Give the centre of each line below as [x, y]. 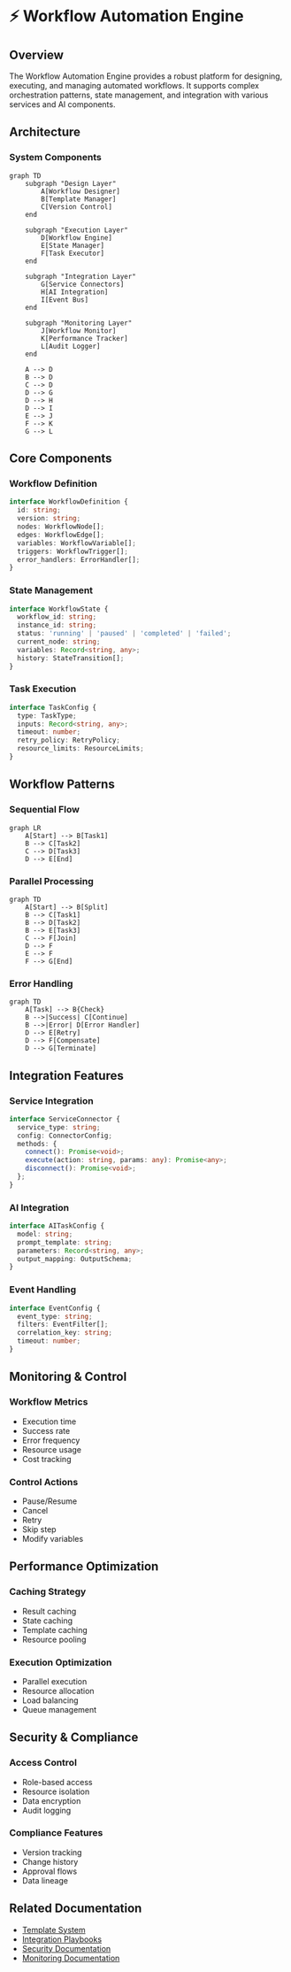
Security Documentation [66, 1948]
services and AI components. [62, 104]
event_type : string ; [55, 1316]
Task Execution [43, 689]
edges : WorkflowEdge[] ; [61, 535]
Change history [50, 1861]
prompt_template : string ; [65, 1242]
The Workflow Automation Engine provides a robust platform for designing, [146, 76]
